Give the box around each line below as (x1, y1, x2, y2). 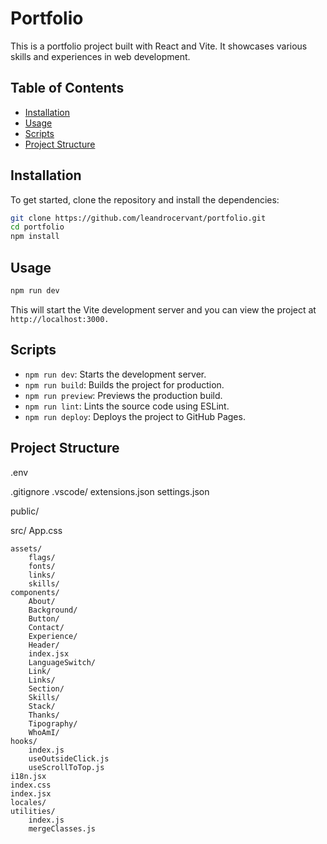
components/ (10, 587, 60, 597)
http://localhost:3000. (10, 314, 110, 324)
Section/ (28, 683, 65, 694)
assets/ (10, 543, 43, 554)
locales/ (10, 797, 47, 807)
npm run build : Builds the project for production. (24, 378, 225, 391)
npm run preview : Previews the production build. (24, 389, 223, 401)
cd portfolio (10, 222, 65, 232)
